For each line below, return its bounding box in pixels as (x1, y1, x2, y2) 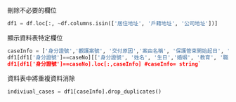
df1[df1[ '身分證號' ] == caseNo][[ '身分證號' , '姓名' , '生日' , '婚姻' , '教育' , (7, 54, 217, 61)
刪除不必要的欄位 (7, 6, 57, 14)
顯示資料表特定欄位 (7, 34, 63, 42)
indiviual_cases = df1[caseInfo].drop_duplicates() (7, 88, 162, 95)
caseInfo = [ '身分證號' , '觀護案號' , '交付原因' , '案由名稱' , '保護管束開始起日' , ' (7, 48, 230, 54)
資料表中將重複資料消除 (7, 74, 75, 82)
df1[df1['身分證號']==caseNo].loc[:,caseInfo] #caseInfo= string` (7, 60, 202, 68)
